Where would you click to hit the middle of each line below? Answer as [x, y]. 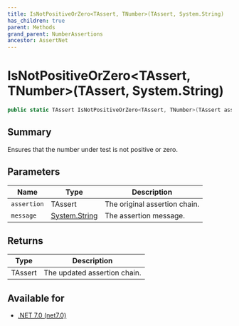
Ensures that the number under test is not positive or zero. [92, 149]
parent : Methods [31, 27]
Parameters [34, 172]
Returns [26, 241]
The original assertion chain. [152, 204]
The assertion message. [144, 215]
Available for [36, 298]
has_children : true [36, 21]
